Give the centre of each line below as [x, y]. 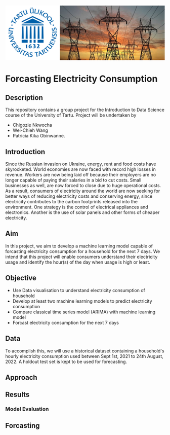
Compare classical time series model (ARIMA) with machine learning [84, 312]
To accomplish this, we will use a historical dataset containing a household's [85, 351]
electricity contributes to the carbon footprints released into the [72, 202]
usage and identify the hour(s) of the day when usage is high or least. [78, 262]
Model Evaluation [27, 409]
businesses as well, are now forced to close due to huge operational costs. [83, 186]
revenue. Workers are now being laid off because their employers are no [81, 175]
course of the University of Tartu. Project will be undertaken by [71, 115]
